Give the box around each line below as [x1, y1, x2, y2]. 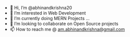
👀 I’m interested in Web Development [9, 10, 86, 16]
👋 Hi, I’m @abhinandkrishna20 [9, 5, 72, 10]
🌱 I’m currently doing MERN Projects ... [9, 15, 90, 21]
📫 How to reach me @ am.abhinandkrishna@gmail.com [9, 26, 125, 32]
